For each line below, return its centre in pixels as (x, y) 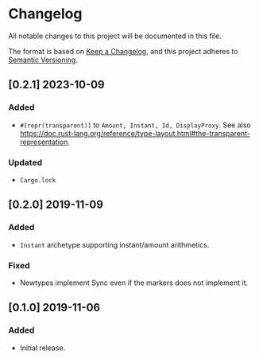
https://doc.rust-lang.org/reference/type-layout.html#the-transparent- (135, 133)
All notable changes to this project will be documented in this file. (115, 36)
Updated (25, 162)
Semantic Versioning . (43, 60)
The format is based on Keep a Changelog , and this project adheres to (123, 51)
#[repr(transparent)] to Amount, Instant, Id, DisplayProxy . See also (135, 125)
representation (44, 142)
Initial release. (43, 348)
